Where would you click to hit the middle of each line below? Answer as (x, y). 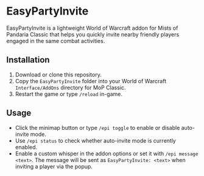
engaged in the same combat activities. (56, 41)
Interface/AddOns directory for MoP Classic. (70, 87)
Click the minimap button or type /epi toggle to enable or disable (97, 127)
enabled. (26, 147)
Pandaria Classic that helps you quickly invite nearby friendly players (93, 34)
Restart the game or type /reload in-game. (69, 94)
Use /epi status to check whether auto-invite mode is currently (96, 140)
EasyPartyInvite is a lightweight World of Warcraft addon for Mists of (92, 28)
